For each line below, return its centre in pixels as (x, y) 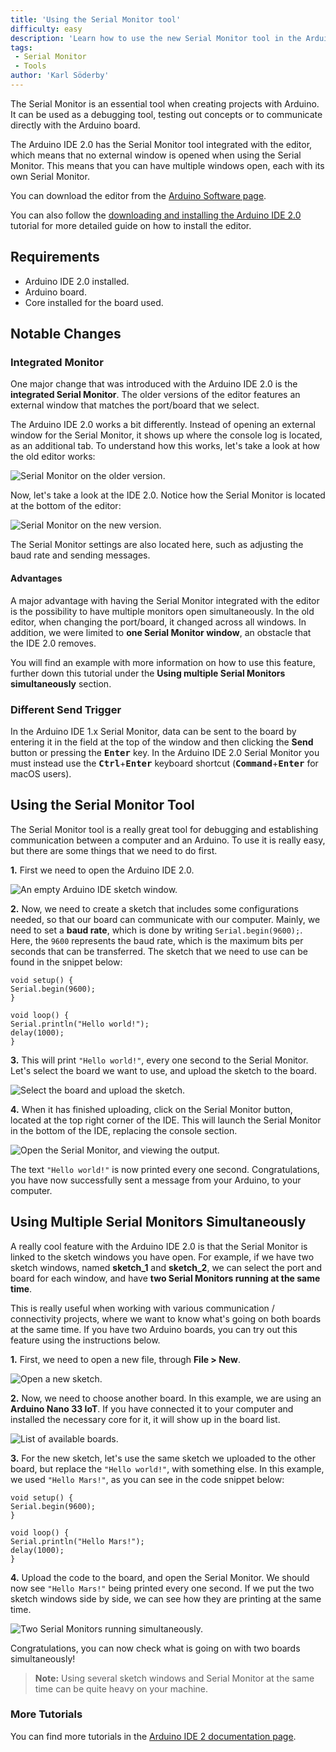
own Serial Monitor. (50, 176)
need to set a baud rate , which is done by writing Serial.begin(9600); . (156, 930)
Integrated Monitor (57, 362)
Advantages (36, 578)
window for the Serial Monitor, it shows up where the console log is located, (166, 435)
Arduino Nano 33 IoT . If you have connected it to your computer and (152, 1408)
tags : (21, 47)
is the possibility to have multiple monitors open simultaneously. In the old (162, 611)
